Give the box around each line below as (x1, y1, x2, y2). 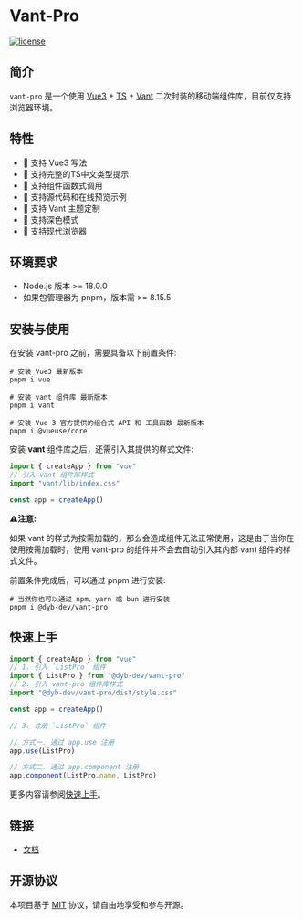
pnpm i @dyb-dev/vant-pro (9, 602, 108, 611)
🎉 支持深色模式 (22, 214, 79, 225)
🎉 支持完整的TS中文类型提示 (22, 168, 130, 179)
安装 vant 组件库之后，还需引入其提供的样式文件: (9, 444, 194, 454)
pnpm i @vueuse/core (9, 426, 89, 436)
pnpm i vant (9, 401, 55, 411)
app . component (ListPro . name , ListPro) (9, 771, 157, 780)
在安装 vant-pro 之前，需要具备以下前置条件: (9, 348, 177, 359)
